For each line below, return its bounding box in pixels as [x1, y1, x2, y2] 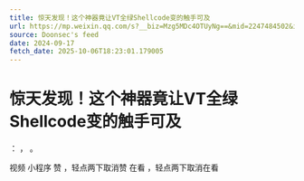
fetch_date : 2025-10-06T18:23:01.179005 [9, 47, 165, 56]
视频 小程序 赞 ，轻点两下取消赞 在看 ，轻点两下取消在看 [9, 162, 219, 173]
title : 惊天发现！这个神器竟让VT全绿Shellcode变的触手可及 [9, 13, 211, 23]
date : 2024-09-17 [9, 38, 75, 48]
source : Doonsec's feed [9, 30, 100, 39]
